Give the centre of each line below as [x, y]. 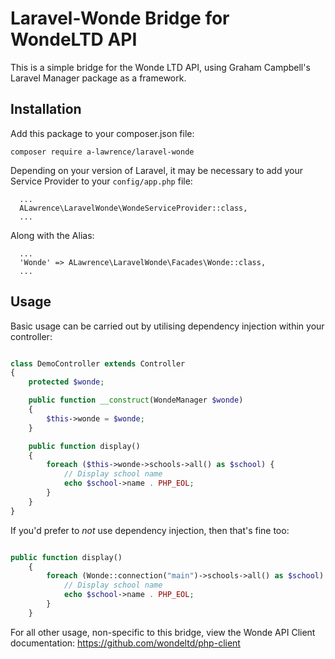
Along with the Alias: [52, 235]
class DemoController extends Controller [98, 363]
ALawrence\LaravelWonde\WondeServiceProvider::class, [133, 208]
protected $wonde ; [66, 382]
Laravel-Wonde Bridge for [120, 18]
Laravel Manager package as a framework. [98, 78]
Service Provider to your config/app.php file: [101, 181]
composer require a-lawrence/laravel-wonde [102, 152]
